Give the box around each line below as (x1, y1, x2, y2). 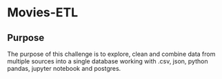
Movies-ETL (7, 5, 79, 20)
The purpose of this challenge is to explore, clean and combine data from (7, 50, 216, 58)
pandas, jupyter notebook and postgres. (7, 65, 121, 72)
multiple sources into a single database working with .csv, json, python (7, 57, 208, 65)
